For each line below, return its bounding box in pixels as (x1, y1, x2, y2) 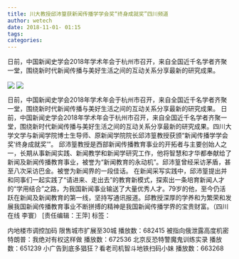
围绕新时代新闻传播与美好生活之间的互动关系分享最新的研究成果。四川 (19, 122, 225, 131)
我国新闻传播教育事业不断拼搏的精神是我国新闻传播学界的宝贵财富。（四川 (13, 202, 229, 211)
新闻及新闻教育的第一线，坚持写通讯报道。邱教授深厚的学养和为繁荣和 (19, 194, 225, 202)
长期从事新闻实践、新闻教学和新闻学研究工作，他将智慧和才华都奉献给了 (19, 149, 232, 157)
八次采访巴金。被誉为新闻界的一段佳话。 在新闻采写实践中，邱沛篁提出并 (13, 166, 228, 175)
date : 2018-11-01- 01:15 (7, 23, 81, 31)
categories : (7, 37, 43, 44)
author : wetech (7, 17, 53, 24)
